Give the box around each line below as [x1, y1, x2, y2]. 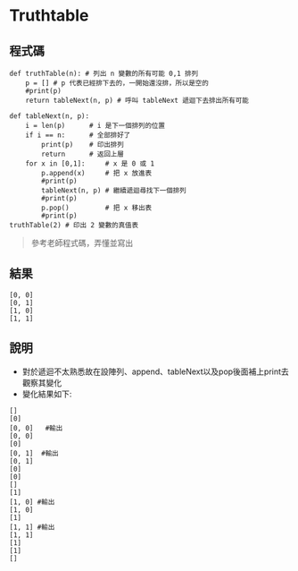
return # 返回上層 [41, 149, 125, 158]
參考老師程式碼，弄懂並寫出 [30, 238, 134, 248]
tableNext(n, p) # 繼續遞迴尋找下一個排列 [41, 186, 186, 195]
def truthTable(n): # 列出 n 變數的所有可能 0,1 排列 [9, 69, 199, 78]
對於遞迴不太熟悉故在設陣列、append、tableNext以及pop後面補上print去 [21, 366, 290, 377]
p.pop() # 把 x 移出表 [41, 203, 153, 212]
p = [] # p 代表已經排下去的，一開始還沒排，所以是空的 [25, 79, 210, 88]
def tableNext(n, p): [9, 112, 90, 121]
